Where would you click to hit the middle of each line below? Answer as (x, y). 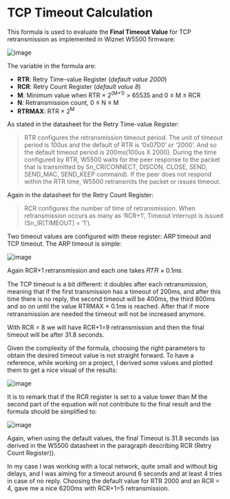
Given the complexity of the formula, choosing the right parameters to (106, 348)
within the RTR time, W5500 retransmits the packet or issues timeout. (123, 182)
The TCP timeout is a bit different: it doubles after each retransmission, (107, 284)
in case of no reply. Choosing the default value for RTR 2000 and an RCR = (114, 481)
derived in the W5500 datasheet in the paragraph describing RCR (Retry (109, 446)
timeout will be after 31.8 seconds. (56, 335)
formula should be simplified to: (52, 411)
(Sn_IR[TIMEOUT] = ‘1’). (57, 223)
